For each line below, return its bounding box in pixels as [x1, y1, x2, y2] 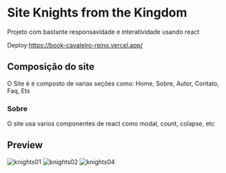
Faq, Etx [7, 86, 30, 94]
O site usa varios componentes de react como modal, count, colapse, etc [7, 119, 215, 128]
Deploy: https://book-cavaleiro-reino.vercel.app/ [7, 41, 143, 49]
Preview [7, 139, 43, 151]
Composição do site [7, 61, 95, 73]
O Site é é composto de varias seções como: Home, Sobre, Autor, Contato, [7, 79, 220, 88]
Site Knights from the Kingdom [7, 5, 187, 21]
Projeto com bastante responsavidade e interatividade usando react [7, 28, 200, 36]
